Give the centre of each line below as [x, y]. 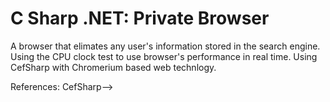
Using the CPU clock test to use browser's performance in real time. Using [164, 56]
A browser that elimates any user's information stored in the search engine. [165, 46]
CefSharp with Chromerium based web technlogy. [113, 67]
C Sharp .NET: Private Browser [140, 18]
